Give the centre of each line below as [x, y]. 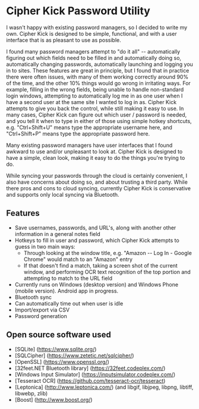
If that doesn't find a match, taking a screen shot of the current [101, 265]
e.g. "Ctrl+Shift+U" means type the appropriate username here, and [89, 127]
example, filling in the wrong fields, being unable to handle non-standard [95, 89]
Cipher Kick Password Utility [78, 11]
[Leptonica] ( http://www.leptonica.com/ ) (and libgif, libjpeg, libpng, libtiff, [104, 387]
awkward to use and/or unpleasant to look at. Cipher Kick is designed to [94, 151]
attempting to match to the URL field [68, 278]
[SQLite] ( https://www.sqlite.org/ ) [56, 349]
